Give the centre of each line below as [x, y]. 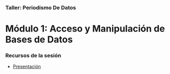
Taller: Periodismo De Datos [41, 8]
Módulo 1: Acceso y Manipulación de [85, 29]
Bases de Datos [39, 40]
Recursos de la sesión [33, 56]
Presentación [27, 67]
